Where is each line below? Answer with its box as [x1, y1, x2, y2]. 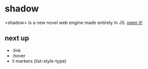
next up [5, 34, 29, 42]
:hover [12, 52, 26, 58]
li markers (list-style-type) [12, 58, 67, 64]
